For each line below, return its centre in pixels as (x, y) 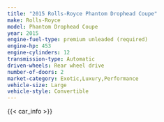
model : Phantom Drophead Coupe (53, 26)
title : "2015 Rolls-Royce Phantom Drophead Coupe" (82, 14)
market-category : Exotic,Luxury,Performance (73, 78)
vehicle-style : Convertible (48, 91)
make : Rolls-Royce (34, 20)
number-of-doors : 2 (36, 72)
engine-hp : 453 (29, 46)
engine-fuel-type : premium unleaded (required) (78, 40)
